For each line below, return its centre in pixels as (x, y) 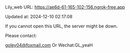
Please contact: (21, 36)
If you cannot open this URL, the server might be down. (61, 26)
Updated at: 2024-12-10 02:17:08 (39, 16)
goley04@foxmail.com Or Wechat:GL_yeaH (49, 45)
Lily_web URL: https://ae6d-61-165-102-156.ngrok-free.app (65, 7)
